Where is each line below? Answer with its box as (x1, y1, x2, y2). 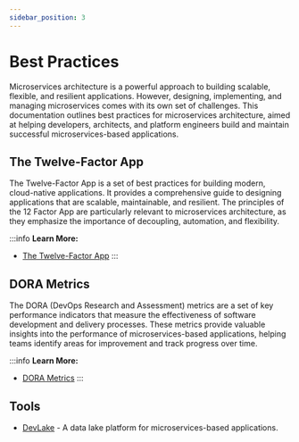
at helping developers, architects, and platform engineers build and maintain (9, 119, 290, 129)
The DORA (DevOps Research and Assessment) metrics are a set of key (9, 300, 274, 311)
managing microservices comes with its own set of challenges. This (9, 100, 259, 111)
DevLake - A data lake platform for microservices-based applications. (21, 422, 278, 433)
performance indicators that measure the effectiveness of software (9, 310, 256, 321)
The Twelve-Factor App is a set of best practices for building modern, (9, 178, 266, 188)
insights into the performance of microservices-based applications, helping (9, 329, 287, 339)
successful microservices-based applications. (9, 129, 179, 139)
